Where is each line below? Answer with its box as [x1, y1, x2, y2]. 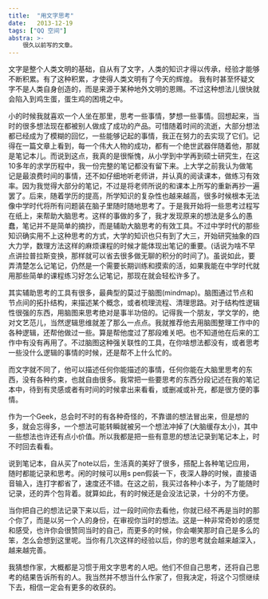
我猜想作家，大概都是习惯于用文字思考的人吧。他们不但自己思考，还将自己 [8, 562, 253, 572]
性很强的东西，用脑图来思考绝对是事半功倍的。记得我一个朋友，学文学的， [8, 308, 253, 318]
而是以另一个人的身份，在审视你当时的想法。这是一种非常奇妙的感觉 [35, 516, 260, 526]
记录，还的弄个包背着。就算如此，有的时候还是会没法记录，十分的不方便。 [8, 489, 253, 498]
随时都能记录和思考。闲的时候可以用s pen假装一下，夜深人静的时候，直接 [8, 469, 250, 478]
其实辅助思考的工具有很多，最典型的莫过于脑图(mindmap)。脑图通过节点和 [8, 288, 254, 298]
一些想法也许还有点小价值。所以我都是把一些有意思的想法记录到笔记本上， [8, 432, 253, 442]
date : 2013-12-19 [8, 19, 73, 27]
